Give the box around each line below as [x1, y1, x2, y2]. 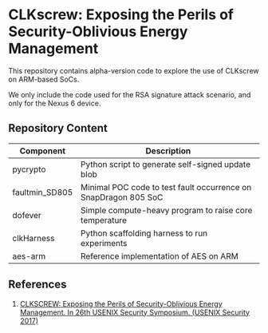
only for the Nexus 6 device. [8, 98, 101, 108]
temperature [81, 214, 128, 225]
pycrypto [12, 164, 46, 175]
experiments [81, 237, 128, 248]
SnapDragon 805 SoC [81, 192, 164, 203]
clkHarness [12, 232, 55, 244]
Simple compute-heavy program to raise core [81, 204, 253, 216]
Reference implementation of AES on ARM [81, 250, 239, 261]
